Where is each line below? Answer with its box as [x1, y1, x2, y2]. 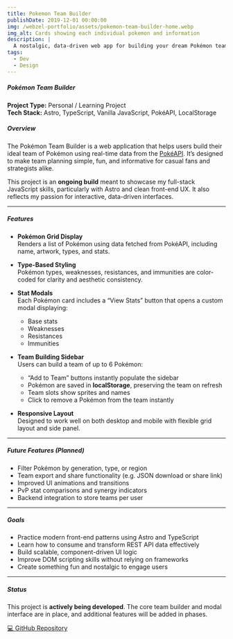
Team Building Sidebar [17, 353, 85, 361]
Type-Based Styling [17, 260, 76, 268]
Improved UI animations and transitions [17, 478, 130, 487]
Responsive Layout [17, 409, 74, 417]
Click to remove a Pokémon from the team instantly [27, 396, 175, 404]
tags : [7, 49, 23, 56]
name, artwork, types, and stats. [17, 247, 110, 255]
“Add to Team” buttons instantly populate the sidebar [27, 373, 179, 382]
